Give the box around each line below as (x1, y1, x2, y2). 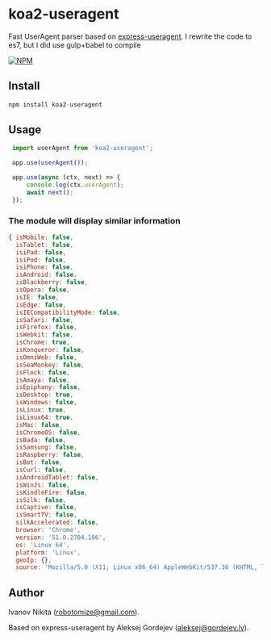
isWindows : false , (15, 399, 78, 407)
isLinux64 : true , (15, 413, 74, 421)
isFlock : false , (15, 368, 70, 376)
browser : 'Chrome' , (15, 526, 81, 534)
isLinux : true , (15, 406, 67, 414)
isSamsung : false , (15, 443, 78, 452)
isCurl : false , (15, 466, 67, 475)
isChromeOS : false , (15, 429, 81, 437)
